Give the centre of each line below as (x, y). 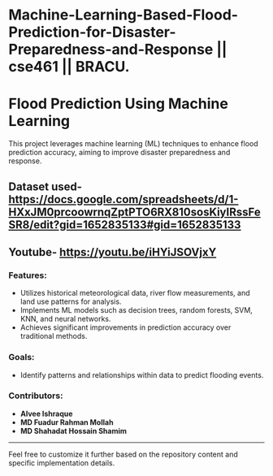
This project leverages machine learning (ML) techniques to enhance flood (133, 144)
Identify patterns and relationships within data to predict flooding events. (142, 374)
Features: (28, 275)
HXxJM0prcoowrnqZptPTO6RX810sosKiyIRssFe (135, 212)
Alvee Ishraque (46, 413)
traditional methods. (54, 336)
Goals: (22, 357)
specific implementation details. (62, 463)
